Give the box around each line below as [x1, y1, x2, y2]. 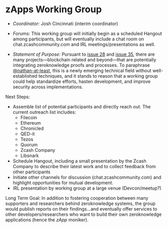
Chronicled [20, 125, 44, 131]
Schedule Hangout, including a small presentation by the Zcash [12, 157, 147, 164]
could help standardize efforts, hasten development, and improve [12, 78, 151, 84]
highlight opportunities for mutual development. [12, 179, 114, 186]
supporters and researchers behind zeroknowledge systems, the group [5, 200, 156, 207]
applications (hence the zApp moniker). [5, 216, 89, 223]
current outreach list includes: [12, 109, 76, 115]
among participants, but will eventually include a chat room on [12, 36, 144, 42]
